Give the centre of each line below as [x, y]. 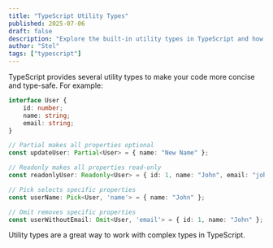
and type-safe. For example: [56, 85]
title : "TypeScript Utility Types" [69, 16]
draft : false [30, 31]
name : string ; [47, 115]
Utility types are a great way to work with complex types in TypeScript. [127, 235]
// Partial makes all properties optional [81, 146]
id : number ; [43, 108]
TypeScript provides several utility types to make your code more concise [132, 77]
